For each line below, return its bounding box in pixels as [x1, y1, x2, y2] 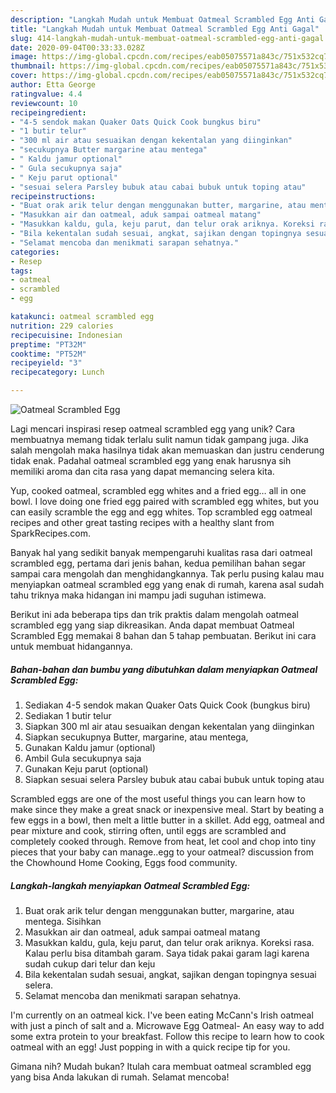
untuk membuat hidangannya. [10, 641, 133, 652]
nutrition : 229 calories [10, 321, 114, 331]
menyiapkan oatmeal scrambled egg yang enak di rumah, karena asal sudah [10, 579, 325, 590]
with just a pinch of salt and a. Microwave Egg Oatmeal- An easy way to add [10, 1019, 325, 1031]
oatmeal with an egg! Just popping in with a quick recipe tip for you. [10, 1041, 291, 1053]
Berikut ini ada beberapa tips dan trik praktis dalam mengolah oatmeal [10, 609, 299, 620]
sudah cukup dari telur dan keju [24, 957, 156, 970]
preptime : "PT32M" [10, 339, 87, 350]
